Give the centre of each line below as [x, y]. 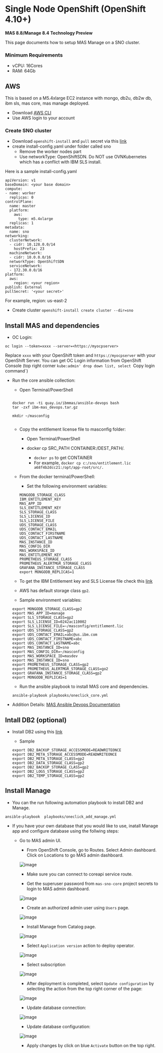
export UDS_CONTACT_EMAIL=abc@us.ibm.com [54, 635]
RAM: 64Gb [24, 71]
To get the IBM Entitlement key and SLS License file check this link [86, 581]
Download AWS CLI [32, 113]
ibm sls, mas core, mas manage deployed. [47, 103]
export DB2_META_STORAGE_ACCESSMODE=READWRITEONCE [64, 754]
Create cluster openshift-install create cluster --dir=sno [73, 310]
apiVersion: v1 [20, 180]
